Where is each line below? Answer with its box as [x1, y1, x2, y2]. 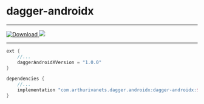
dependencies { [6, 76, 45, 82]
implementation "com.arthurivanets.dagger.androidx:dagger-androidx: [17, 87, 197, 93]
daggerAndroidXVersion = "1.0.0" [17, 59, 102, 65]
